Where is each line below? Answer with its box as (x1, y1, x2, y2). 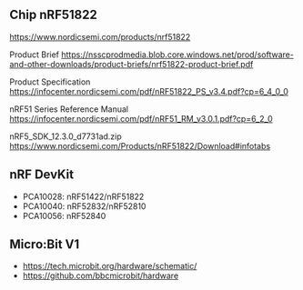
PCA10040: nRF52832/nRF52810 (22, 200, 146, 212)
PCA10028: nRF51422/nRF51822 (22, 191, 145, 202)
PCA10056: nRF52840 (22, 210, 106, 221)
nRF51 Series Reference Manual (9, 104, 129, 115)
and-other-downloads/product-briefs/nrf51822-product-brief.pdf (9, 58, 254, 69)
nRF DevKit (9, 167, 75, 183)
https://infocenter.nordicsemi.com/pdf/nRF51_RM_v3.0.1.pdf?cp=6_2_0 (9, 113, 273, 124)
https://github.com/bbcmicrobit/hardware (22, 270, 179, 281)
